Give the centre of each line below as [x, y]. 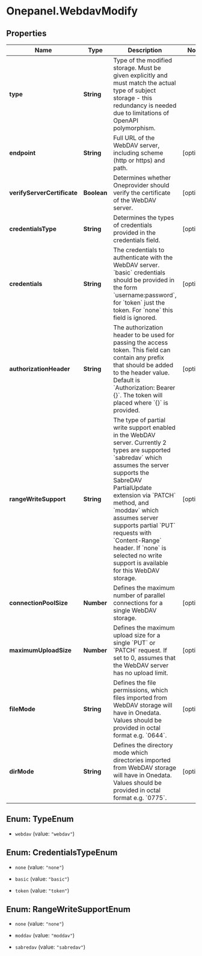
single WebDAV [135, 610]
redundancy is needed [145, 105]
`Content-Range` [138, 540]
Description [145, 50]
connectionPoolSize [38, 603]
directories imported [142, 760]
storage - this [133, 98]
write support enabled [144, 427]
